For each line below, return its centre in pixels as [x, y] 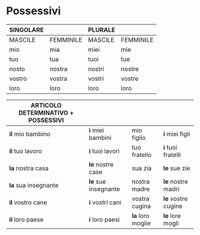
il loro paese [26, 220]
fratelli [172, 155]
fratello [142, 155]
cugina [141, 206]
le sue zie [177, 168]
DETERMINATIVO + [46, 112]
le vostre [176, 199]
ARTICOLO [46, 105]
